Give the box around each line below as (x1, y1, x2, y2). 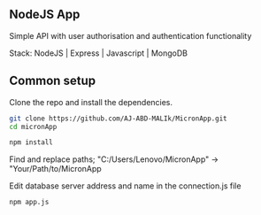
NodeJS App (9, 7, 81, 22)
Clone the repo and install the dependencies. (9, 96, 173, 107)
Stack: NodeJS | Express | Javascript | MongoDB (9, 48, 188, 58)
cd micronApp (9, 122, 58, 131)
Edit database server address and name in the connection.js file (9, 180, 242, 191)
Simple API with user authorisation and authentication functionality (9, 30, 252, 41)
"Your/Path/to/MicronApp (9, 164, 102, 174)
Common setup (9, 73, 96, 88)
